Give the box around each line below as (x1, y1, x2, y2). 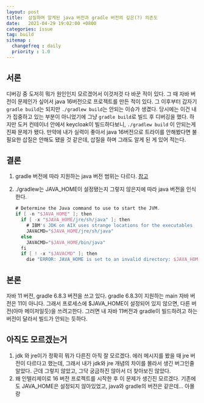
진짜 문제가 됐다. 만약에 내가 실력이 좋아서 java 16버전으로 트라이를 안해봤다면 (6, 128, 191, 135)
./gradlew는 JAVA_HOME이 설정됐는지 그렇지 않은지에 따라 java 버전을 (15, 185, 185, 193)
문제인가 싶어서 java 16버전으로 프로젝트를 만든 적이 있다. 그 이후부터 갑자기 (17, 98, 197, 105)
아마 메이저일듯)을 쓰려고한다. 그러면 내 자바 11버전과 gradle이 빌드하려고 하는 (13, 307, 198, 315)
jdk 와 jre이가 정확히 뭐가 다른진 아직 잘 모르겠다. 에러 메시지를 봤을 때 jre (15, 352, 189, 359)
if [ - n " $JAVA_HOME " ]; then (15, 211, 93, 217)
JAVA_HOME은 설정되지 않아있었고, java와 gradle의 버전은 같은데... (21, 382, 184, 390)
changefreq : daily (12, 43, 62, 49)
